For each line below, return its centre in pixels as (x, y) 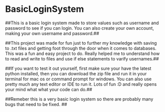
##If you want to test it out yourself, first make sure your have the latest (78, 68)
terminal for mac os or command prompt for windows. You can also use (78, 79)
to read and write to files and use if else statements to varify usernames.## (82, 58)
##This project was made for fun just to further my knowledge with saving (81, 43)
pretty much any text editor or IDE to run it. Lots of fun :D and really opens (81, 84)
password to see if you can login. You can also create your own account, (80, 28)
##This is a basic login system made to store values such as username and (82, 23)
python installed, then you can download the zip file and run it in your (76, 73)
